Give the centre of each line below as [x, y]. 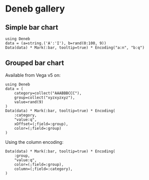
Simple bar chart [32, 27]
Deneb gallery [35, 9]
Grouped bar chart [35, 63]
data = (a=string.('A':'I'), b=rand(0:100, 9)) [56, 43]
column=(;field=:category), [43, 169]
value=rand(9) [29, 102]
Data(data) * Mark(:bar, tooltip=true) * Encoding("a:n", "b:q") [75, 48]
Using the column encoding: [34, 142]
